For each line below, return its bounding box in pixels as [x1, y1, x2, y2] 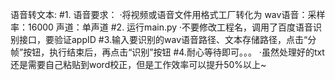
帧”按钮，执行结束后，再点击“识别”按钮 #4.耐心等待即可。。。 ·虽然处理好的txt [10, 46, 325, 58]
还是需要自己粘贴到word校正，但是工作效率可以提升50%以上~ [10, 59, 267, 70]
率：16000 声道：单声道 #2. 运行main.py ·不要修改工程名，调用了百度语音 [10, 21, 314, 33]
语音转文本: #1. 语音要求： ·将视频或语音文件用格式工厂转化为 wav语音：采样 [10, 9, 326, 20]
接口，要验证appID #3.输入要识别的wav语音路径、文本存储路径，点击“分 [18, 34, 317, 45]
